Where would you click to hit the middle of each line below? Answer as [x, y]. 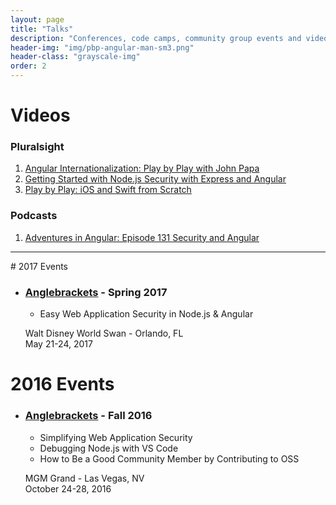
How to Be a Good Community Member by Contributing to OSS [169, 458]
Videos [40, 115]
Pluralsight [37, 147]
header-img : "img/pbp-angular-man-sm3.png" [102, 47]
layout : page [37, 19]
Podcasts [34, 216]
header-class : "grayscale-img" [75, 57]
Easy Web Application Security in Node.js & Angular [146, 314]
